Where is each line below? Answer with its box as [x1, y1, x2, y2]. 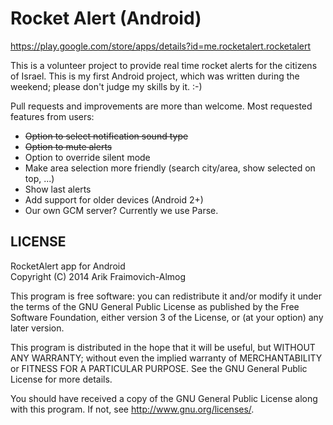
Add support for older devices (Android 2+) [24, 193, 204, 206]
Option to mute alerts [24, 140, 113, 152]
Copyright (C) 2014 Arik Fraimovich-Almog [10, 270, 187, 282]
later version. [10, 322, 65, 334]
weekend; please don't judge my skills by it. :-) [10, 80, 203, 92]
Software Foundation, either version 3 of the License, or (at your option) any [10, 311, 324, 323]
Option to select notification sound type [24, 130, 189, 142]
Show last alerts [24, 183, 92, 195]
